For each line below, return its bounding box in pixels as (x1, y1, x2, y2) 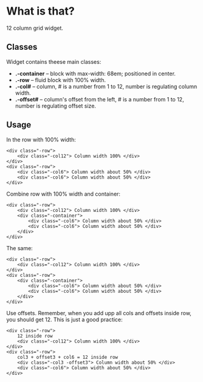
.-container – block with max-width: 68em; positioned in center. (15, 70, 176, 77)
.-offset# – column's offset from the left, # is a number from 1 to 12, (15, 95, 184, 103)
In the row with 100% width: (6, 135, 76, 143)
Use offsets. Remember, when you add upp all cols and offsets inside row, (6, 309, 191, 316)
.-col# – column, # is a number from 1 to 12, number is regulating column (15, 83, 198, 90)
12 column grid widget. (6, 24, 64, 32)
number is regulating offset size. (15, 102, 96, 109)
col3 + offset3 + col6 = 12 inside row (17, 354, 119, 360)
